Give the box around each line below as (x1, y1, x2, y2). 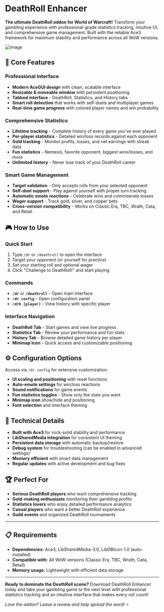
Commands (5, 279, 33, 286)
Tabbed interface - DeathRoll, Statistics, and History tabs (12, 94, 128, 100)
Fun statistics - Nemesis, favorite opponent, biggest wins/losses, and (12, 149, 153, 154)
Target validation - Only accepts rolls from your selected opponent (12, 183, 148, 189)
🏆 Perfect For (5, 475, 49, 484)
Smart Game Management (5, 172, 69, 178)
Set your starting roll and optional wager (12, 262, 94, 268)
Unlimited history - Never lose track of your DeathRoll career (12, 159, 136, 165)
